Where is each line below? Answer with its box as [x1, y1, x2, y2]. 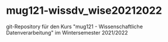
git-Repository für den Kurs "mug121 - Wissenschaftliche [6, 23, 143, 30]
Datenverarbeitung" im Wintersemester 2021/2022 [6, 29, 128, 36]
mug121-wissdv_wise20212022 [6, 4, 162, 17]
